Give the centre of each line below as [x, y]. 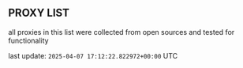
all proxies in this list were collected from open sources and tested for [121, 32]
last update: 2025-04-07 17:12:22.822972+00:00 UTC [93, 55]
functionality [28, 40]
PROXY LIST [39, 13]
